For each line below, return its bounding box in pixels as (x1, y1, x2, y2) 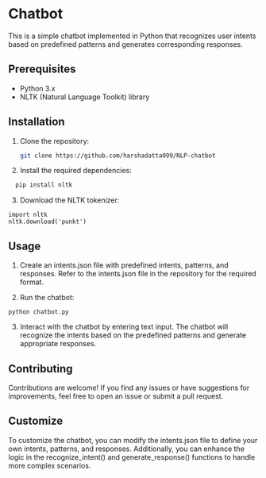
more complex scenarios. (8, 461, 91, 470)
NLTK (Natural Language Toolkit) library (19, 92, 150, 102)
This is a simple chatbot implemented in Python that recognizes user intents (8, 31, 256, 40)
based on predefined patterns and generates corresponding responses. (8, 39, 244, 48)
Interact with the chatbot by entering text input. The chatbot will (19, 322, 229, 332)
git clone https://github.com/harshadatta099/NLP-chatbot (19, 152, 216, 160)
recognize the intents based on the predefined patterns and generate (19, 330, 247, 340)
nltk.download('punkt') (8, 218, 87, 226)
